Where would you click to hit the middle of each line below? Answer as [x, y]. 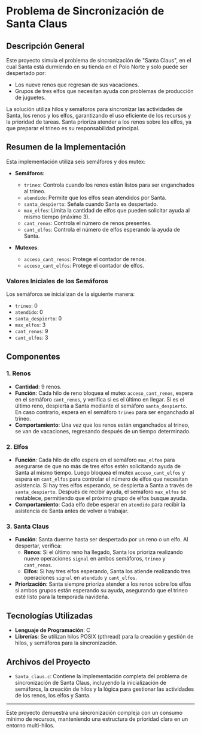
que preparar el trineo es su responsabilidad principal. [73, 128]
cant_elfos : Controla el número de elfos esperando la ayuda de [102, 229]
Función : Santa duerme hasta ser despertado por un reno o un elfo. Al [101, 540]
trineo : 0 [26, 306]
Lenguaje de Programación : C [53, 630]
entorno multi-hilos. [31, 726]
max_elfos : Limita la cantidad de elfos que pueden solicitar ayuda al [107, 210]
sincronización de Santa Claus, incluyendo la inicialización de [90, 683]
